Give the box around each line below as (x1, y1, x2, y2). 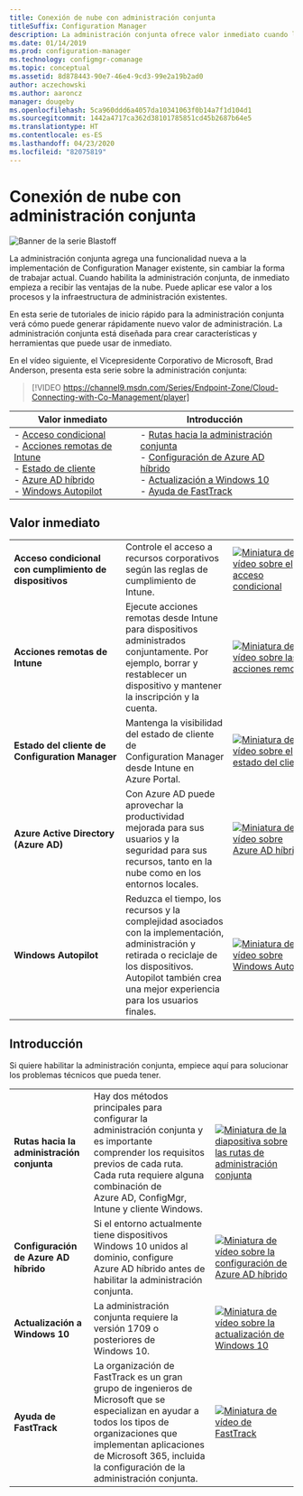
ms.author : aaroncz (9, 88, 83, 97)
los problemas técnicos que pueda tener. (9, 1070, 161, 1081)
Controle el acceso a (124, 540, 214, 553)
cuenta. (124, 702, 158, 715)
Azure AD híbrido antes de (93, 1262, 206, 1275)
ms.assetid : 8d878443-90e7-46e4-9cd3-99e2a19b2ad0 (9, 72, 204, 81)
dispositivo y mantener (124, 679, 223, 692)
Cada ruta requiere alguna (93, 1169, 205, 1182)
